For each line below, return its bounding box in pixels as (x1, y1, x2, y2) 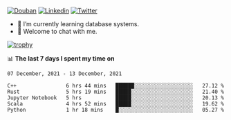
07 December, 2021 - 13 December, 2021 (7, 70, 122, 77)
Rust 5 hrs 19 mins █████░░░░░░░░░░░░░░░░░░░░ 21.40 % (7, 88, 225, 95)
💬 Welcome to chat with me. (17, 28, 98, 35)
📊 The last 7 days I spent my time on (7, 54, 115, 62)
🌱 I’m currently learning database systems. (17, 20, 140, 28)
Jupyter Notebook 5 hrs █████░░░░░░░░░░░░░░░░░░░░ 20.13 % (7, 94, 225, 101)
